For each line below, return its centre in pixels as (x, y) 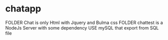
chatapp (23, 9)
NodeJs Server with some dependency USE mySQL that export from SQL (82, 27)
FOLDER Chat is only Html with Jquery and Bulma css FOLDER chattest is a (84, 22)
